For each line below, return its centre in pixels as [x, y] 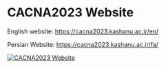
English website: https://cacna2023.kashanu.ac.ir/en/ [83, 31]
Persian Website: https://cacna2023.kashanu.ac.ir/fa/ [83, 44]
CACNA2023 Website [71, 13]
